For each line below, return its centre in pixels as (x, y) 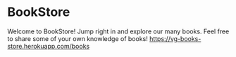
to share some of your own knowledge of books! (77, 38)
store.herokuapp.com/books (49, 46)
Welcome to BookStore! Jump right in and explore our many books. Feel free (118, 31)
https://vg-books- (175, 38)
